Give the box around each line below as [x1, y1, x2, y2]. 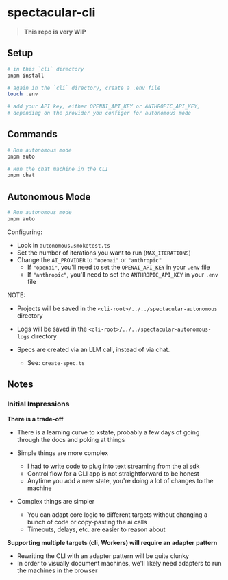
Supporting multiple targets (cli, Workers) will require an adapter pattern [7, 538, 218, 546]
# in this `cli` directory [7, 65, 84, 73]
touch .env [7, 91, 38, 97]
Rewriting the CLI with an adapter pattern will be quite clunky [16, 551, 190, 560]
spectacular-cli [7, 5, 96, 21]
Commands [7, 128, 58, 140]
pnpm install [7, 72, 45, 79]
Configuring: [7, 228, 43, 236]
